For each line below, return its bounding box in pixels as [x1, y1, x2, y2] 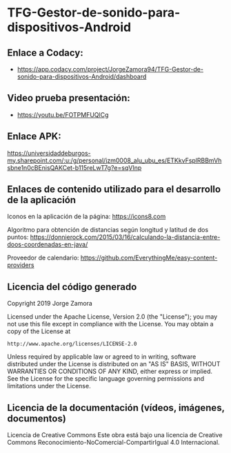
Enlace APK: [7, 131, 61, 143]
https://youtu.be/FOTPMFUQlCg [17, 110, 109, 118]
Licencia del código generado [7, 281, 137, 293]
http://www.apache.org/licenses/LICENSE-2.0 [7, 341, 137, 348]
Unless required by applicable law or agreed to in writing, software [7, 352, 197, 361]
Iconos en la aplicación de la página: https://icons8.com [7, 212, 166, 221]
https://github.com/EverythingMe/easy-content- [80, 253, 218, 262]
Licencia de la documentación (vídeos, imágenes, [7, 401, 225, 414]
